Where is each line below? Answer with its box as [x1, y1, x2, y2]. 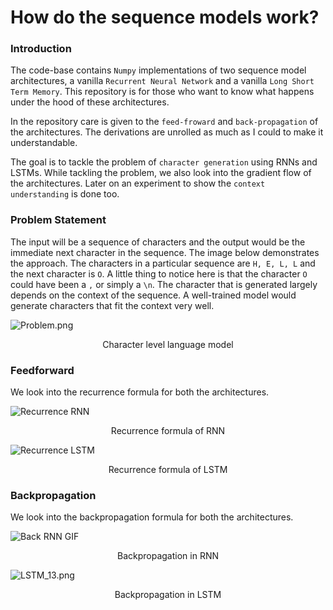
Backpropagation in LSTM [114, 589, 222, 601]
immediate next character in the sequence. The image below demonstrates [10, 246, 320, 258]
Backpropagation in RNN [116, 550, 219, 562]
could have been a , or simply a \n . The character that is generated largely [10, 278, 318, 290]
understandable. [10, 137, 78, 149]
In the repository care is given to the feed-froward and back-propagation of [10, 116, 319, 128]
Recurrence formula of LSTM [108, 464, 228, 476]
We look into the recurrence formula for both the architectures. [10, 386, 270, 398]
